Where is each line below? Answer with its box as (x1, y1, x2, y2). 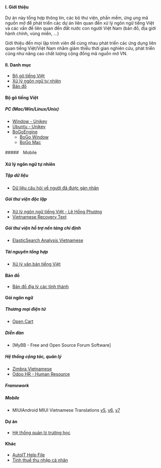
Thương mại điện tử (5, 306, 46, 312)
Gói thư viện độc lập (5, 196, 47, 202)
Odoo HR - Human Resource (12, 371, 70, 377)
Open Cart (12, 319, 33, 324)
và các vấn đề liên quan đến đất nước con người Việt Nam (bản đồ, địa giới (5, 25, 156, 32)
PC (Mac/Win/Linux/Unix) (5, 106, 59, 112)
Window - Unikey (12, 118, 48, 124)
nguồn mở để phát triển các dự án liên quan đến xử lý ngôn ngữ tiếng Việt (5, 20, 155, 26)
